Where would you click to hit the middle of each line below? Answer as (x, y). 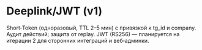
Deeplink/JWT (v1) (54, 11)
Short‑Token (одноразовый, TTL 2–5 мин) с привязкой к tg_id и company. (101, 28)
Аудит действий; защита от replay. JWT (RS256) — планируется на (93, 34)
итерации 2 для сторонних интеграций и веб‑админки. (78, 40)
